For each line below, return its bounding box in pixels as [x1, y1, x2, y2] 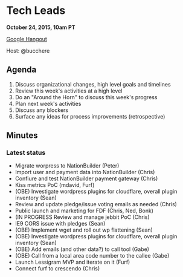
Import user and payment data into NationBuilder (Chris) [14, 169, 155, 176]
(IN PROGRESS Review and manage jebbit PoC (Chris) [14, 213, 150, 221]
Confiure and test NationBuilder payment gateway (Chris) [14, 175, 158, 182]
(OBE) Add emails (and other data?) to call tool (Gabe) [14, 246, 150, 253]
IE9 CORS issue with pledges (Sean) [14, 220, 106, 227]
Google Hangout [6, 35, 47, 42]
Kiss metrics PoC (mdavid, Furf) [14, 181, 95, 189]
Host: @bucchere [6, 47, 50, 54]
